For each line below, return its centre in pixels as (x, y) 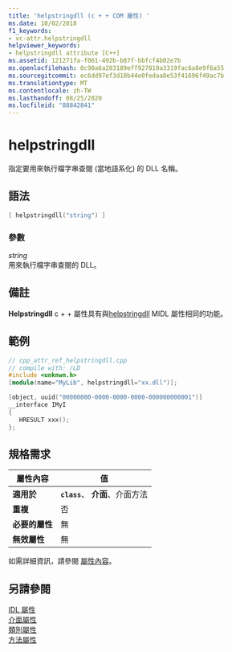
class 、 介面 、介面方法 (104, 494)
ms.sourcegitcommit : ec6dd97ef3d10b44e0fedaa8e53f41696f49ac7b (116, 76)
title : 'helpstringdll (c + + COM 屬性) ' (79, 16)
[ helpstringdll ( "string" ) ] (57, 215)
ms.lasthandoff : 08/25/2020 (55, 98)
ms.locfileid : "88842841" (51, 105)
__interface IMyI (37, 405)
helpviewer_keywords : (45, 46)
